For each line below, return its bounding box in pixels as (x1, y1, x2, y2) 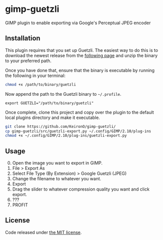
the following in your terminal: (5, 73, 66, 79)
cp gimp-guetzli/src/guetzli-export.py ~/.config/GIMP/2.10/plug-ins (5, 128, 152, 134)
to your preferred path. (5, 58, 52, 64)
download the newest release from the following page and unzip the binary (5, 52, 158, 58)
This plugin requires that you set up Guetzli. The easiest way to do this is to (5, 47, 158, 53)
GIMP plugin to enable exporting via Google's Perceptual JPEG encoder (5, 20, 151, 26)
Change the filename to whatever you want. (12, 176, 101, 182)
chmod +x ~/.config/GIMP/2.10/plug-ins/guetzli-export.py (5, 133, 127, 138)
